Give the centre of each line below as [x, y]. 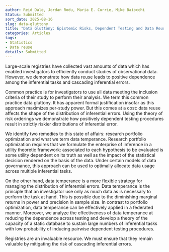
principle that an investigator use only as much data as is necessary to [78, 191]
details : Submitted [26, 52]
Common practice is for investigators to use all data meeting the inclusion [81, 92]
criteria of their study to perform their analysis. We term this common [77, 97]
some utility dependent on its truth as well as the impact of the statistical [80, 155]
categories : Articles [28, 33]
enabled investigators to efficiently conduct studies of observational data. [81, 71]
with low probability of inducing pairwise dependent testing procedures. [80, 228]
